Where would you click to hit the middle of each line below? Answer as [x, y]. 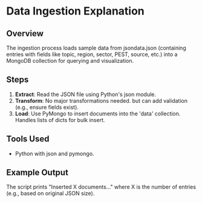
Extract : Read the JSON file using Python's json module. [85, 94]
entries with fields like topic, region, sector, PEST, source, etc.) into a [92, 54]
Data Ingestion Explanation [76, 11]
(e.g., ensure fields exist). [47, 107]
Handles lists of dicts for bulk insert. [60, 120]
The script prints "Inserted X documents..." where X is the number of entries [101, 187]
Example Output [37, 172]
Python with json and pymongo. [55, 153]
